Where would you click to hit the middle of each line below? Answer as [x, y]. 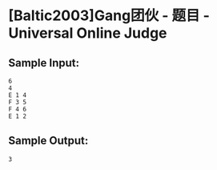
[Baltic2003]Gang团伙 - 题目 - [109, 16]
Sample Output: [48, 141]
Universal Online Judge [88, 33]
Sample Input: [44, 63]
